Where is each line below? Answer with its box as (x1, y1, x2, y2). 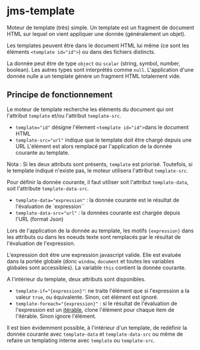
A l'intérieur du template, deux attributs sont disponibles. (7, 275, 146, 283)
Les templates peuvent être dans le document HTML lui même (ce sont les (7, 42, 189, 49)
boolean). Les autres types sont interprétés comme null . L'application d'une (7, 66, 194, 73)
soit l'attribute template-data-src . (7, 185, 89, 192)
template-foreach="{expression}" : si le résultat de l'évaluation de (15, 300, 177, 307)
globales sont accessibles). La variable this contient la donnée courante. (7, 264, 186, 271)
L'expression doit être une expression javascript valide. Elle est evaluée (7, 251, 182, 258)
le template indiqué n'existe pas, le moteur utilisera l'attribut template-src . (7, 167, 188, 174)
